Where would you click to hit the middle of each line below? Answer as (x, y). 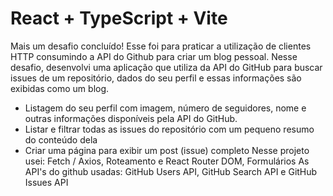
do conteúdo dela (61, 139)
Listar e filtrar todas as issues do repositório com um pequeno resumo (169, 129)
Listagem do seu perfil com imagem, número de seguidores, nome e (165, 108)
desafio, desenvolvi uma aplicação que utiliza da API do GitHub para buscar (166, 67)
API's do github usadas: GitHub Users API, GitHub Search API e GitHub (171, 171)
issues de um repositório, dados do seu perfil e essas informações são (156, 78)
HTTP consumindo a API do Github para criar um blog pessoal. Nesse (154, 56)
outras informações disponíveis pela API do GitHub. (131, 118)
